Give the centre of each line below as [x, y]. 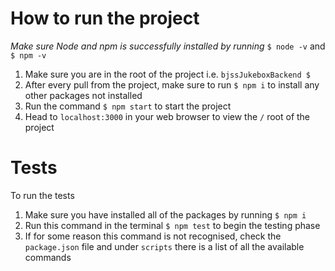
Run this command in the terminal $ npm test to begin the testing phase [172, 225]
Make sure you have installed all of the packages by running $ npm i [165, 214]
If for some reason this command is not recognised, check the [153, 236]
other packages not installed [83, 95]
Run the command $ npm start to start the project [128, 106]
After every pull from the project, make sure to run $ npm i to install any [172, 84]
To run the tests [42, 195]
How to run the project [105, 18]
